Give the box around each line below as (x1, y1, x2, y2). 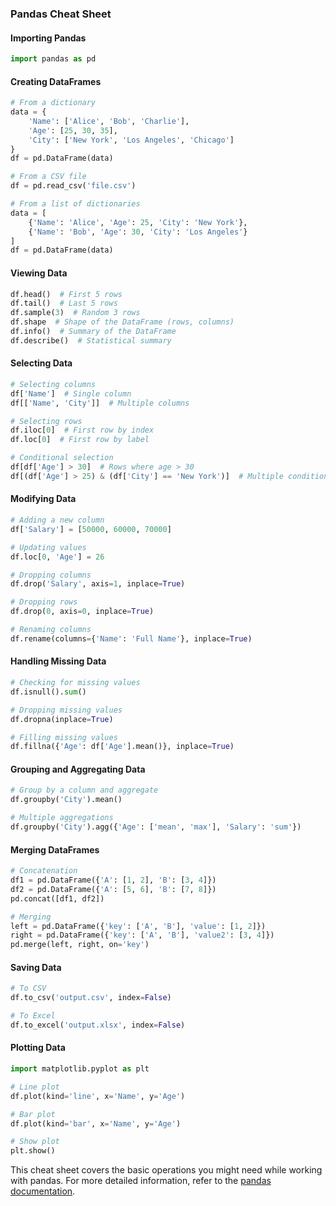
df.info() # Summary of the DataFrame (10, 327, 177, 337)
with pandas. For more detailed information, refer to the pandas (10, 1175, 272, 1187)
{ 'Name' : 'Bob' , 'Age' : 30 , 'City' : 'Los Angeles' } (28, 227, 248, 237)
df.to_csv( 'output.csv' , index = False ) (10, 993, 172, 1003)
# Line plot (10, 1082, 60, 1092)
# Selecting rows (10, 416, 83, 426)
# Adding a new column (10, 515, 105, 526)
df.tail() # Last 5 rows (10, 298, 118, 309)
